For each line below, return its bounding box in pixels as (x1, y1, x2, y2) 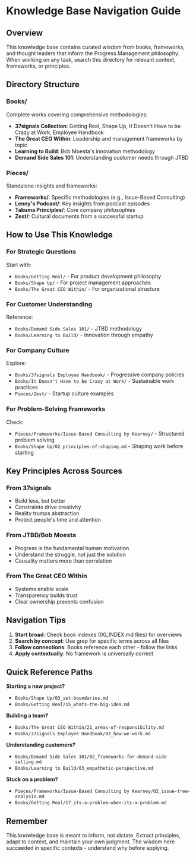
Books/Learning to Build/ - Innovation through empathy (14, 331, 153, 338)
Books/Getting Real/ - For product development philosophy (14, 272, 162, 280)
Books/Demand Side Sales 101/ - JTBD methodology (14, 325, 143, 332)
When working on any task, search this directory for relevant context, (6, 56, 176, 63)
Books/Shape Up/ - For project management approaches (14, 279, 151, 286)
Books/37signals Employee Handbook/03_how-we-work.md (14, 731, 151, 737)
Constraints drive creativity (14, 503, 81, 511)
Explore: (6, 360, 27, 367)
